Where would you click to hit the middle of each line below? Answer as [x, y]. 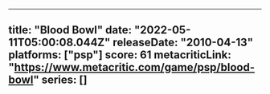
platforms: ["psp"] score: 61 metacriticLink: [120, 55]
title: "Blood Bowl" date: [70, 30]
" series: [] [60, 80]
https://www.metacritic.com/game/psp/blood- [135, 67]
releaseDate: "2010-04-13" [182, 43]
